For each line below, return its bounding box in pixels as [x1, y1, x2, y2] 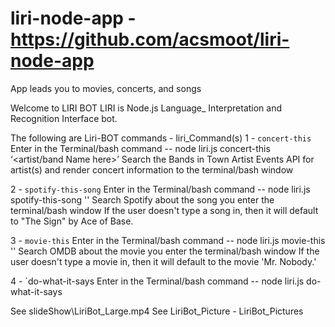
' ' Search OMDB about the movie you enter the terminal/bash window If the [10, 245, 320, 257]
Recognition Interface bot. [10, 112, 118, 124]
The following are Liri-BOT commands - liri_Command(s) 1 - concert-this [10, 132, 312, 144]
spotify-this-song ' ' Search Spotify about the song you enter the [10, 193, 275, 206]
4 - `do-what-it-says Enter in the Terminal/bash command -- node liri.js [10, 275, 305, 287]
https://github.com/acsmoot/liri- [10, 28, 290, 51]
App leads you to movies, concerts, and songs [10, 82, 202, 94]
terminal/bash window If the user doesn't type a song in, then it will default [10, 204, 319, 216]
